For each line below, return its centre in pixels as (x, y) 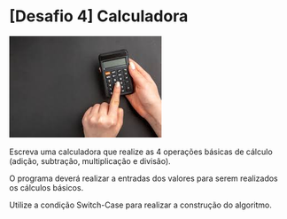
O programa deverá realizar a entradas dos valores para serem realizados (143, 178)
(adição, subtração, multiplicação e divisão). (90, 160)
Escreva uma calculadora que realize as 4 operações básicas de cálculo (141, 152)
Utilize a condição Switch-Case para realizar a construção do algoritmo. (141, 205)
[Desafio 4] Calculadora (99, 16)
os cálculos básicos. (47, 187)
